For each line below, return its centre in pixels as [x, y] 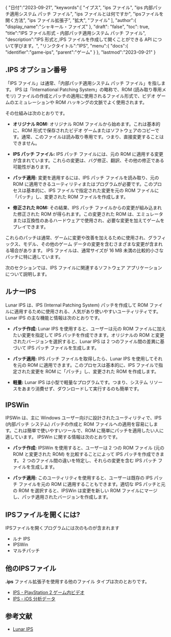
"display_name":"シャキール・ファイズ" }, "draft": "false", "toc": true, [77, 27]
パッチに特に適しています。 [34, 256]
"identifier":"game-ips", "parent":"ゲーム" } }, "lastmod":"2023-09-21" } [81, 52]
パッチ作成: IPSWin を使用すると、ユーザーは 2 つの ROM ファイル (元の [89, 448]
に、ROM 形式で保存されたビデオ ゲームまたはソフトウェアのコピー [84, 130]
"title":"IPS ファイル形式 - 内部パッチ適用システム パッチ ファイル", [76, 33]
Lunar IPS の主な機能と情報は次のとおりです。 [54, 318]
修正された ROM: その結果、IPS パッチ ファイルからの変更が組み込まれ [87, 207]
